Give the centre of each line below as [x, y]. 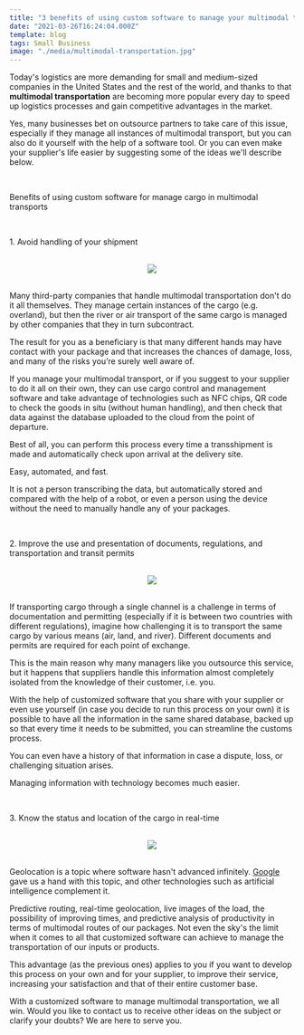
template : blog [38, 34]
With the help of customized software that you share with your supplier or [147, 700]
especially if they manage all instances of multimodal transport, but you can [151, 133]
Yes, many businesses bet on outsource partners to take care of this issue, [148, 124]
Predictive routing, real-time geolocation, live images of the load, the [137, 909]
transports [28, 207]
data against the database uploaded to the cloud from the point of [132, 417]
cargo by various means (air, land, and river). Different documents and [140, 636]
